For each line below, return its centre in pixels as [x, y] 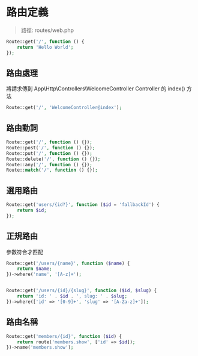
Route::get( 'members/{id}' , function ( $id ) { [64, 336]
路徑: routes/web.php [47, 30]
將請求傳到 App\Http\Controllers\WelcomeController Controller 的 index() [96, 89]
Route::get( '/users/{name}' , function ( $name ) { [68, 263]
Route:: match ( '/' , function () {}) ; [52, 170]
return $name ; [34, 269]
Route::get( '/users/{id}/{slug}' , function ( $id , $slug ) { [82, 291]
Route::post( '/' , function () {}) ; [51, 148]
